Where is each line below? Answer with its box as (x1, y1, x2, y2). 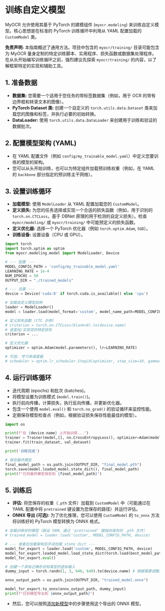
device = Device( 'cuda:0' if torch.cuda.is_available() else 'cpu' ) (5, 291, 148, 296)
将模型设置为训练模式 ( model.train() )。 (12, 393, 93, 399)
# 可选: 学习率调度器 (5, 354, 43, 359)
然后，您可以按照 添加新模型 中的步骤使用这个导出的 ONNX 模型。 (12, 600, 144, 607)
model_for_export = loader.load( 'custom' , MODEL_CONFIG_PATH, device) (5, 546, 153, 551)
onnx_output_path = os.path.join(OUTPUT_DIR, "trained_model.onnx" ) (5, 578, 148, 583)
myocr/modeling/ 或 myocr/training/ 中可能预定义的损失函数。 (12, 220, 138, 225)
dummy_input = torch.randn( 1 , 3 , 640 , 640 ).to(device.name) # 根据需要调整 (5, 569, 159, 574)
